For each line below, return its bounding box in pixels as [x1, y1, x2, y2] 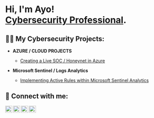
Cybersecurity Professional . [5, 14, 127, 26]
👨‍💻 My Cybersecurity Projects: [5, 34, 105, 43]
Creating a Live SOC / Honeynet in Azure [20, 58, 105, 64]
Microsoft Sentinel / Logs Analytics [12, 67, 88, 73]
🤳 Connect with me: [5, 92, 68, 101]
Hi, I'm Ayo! [5, 4, 55, 15]
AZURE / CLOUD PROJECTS [12, 48, 72, 54]
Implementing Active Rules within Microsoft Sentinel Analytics [20, 77, 149, 83]
